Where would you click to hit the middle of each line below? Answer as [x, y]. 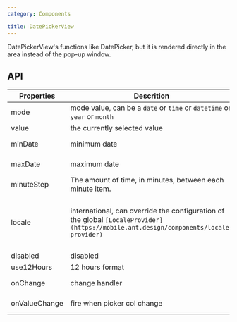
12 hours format [97, 267]
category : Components [39, 14]
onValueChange [37, 304]
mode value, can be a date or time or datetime [146, 108]
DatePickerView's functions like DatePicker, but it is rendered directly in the [117, 47]
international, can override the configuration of [147, 211]
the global [87, 220]
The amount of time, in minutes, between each [147, 180]
